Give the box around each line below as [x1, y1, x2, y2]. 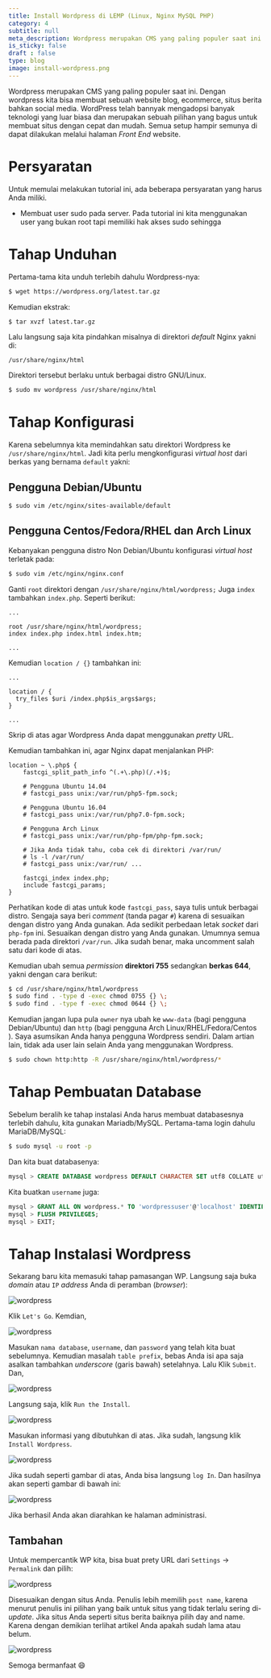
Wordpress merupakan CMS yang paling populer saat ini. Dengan [8, 86, 226, 96]
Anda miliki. [8, 193, 47, 202]
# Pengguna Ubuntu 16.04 [23, 803, 106, 811]
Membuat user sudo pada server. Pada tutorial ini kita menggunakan [19, 208, 248, 218]
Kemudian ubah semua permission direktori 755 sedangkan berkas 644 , [8, 960, 252, 970]
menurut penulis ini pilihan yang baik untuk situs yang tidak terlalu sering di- [8, 1604, 262, 1613]
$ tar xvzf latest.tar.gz [8, 318, 95, 326]
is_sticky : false [8, 42, 67, 50]
